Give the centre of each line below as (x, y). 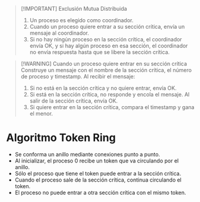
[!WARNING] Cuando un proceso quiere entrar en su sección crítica (104, 64)
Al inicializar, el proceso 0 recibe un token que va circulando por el (97, 161)
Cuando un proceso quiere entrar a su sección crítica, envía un (107, 27)
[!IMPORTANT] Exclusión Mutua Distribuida (74, 9)
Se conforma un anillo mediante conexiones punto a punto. (87, 154)
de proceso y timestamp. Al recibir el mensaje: (78, 76)
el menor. (41, 114)
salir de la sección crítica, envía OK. (74, 101)
